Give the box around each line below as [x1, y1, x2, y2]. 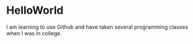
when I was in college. [6, 29, 62, 36]
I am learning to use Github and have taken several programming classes [6, 23, 189, 30]
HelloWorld [6, 4, 64, 17]
